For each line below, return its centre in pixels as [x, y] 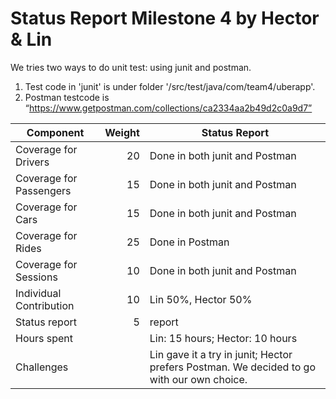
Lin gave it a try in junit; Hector [221, 354]
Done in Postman [189, 242]
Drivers [32, 162]
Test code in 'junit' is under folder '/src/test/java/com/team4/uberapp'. [170, 86]
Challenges [42, 367]
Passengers [43, 190]
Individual [38, 293]
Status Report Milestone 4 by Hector [165, 18]
